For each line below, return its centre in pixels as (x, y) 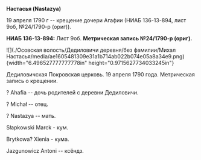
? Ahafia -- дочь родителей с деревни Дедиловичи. (72, 92)
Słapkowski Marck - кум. (37, 128)
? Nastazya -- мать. (31, 116)
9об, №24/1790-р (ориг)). (39, 27)
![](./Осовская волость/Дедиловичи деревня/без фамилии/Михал (91, 50)
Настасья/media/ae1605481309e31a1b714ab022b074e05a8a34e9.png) (95, 56)
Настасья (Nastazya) (34, 9)
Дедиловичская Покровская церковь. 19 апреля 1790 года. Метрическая (101, 74)
